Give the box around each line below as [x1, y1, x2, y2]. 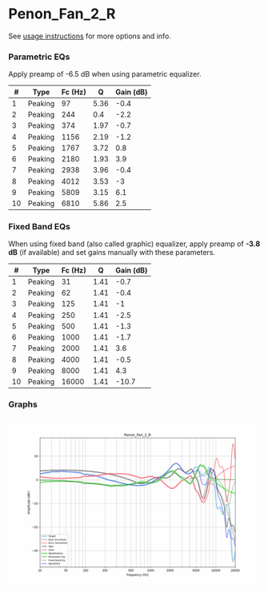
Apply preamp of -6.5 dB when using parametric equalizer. [8, 70, 202, 79]
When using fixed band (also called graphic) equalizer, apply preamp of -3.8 [8, 239, 261, 248]
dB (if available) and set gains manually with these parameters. [8, 248, 216, 257]
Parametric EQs [8, 51, 70, 62]
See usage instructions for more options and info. [8, 31, 172, 41]
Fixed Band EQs [8, 221, 70, 232]
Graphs [8, 399, 38, 410]
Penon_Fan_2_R [8, 5, 116, 23]
